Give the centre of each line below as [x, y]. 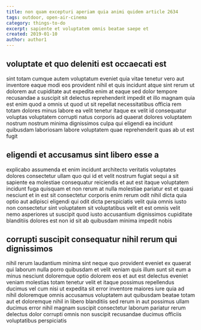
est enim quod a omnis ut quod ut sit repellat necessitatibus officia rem [94, 104]
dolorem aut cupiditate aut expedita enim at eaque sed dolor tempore [92, 91]
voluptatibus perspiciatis [37, 321]
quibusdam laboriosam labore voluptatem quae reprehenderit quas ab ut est [100, 129]
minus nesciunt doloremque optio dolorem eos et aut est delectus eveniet [97, 276]
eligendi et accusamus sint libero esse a [82, 155]
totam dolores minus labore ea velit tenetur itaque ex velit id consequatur [97, 110]
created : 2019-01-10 [32, 34]
